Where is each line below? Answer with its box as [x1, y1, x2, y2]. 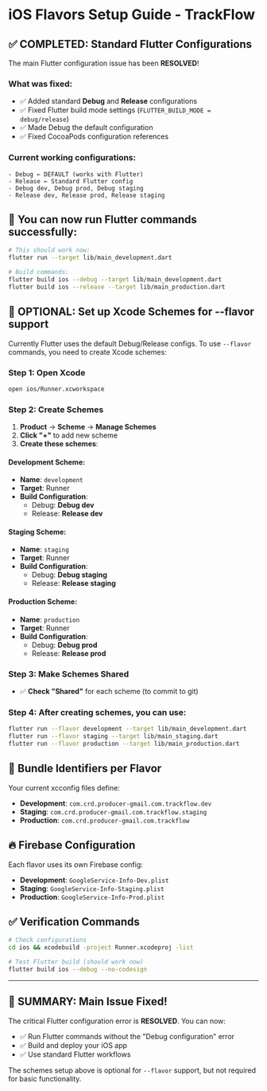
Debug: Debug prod [31, 640, 98, 649]
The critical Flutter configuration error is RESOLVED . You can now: [8, 1016, 226, 1026]
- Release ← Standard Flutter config [8, 177, 133, 185]
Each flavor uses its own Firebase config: [8, 859, 143, 869]
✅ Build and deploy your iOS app [19, 1040, 128, 1050]
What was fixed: [8, 78, 73, 89]
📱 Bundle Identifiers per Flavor [8, 762, 162, 775]
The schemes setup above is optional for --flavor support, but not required [8, 1065, 257, 1075]
